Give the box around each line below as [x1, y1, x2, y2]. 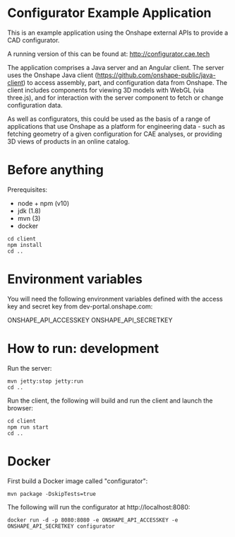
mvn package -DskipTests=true [7, 490, 97, 497]
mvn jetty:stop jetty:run [7, 377, 83, 385]
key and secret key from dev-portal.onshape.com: [7, 302, 153, 311]
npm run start [7, 423, 49, 431]
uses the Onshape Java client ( [7, 71, 97, 79]
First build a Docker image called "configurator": [7, 476, 148, 485]
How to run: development [7, 341, 159, 357]
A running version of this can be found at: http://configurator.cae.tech [7, 50, 210, 58]
